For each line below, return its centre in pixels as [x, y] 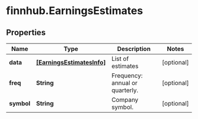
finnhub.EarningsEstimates [75, 11]
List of [120, 59]
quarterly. [125, 90]
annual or [125, 83]
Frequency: [127, 76]
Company [125, 100]
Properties [26, 33]
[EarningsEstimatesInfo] [71, 62]
